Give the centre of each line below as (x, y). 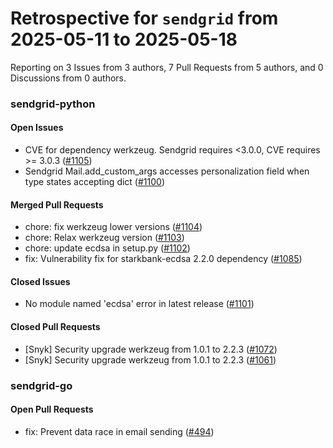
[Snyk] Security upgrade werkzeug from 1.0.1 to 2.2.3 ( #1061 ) (150, 359)
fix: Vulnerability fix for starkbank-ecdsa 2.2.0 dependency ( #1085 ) (163, 259)
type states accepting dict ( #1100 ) (94, 182)
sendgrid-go (41, 385)
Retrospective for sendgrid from (144, 18)
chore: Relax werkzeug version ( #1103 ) (104, 238)
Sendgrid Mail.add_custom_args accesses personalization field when (167, 171)
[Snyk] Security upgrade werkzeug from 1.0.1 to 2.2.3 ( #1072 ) (151, 349)
